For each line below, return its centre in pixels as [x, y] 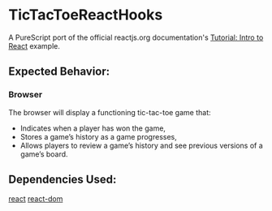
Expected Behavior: [59, 72]
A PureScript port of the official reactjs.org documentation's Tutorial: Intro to [136, 37]
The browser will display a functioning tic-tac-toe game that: [110, 112]
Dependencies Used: [63, 180]
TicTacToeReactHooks [86, 15]
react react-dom [36, 199]
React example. [35, 45]
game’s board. [44, 154]
